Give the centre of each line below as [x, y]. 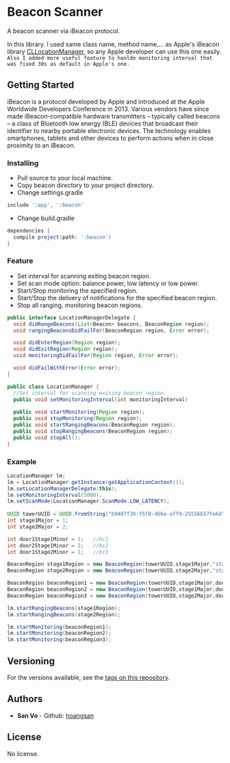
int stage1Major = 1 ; [38, 521]
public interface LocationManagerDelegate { [72, 317]
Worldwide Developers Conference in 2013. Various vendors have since [108, 109]
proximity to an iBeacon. [41, 145]
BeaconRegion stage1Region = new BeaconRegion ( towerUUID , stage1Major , [110, 564]
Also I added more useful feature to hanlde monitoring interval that [110, 58]
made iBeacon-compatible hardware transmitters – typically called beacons [114, 116]
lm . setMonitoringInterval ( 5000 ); [55, 495]
